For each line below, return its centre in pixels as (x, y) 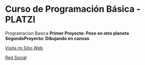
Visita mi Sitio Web (24, 48)
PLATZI (20, 19)
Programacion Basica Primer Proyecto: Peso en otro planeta (67, 33)
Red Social (16, 57)
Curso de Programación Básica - (73, 9)
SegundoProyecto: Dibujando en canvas (47, 38)
